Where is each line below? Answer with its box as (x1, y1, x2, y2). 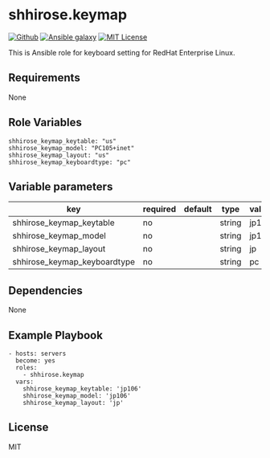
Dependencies (8, 284, 83, 297)
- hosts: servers (8, 350, 67, 358)
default (183, 203, 212, 215)
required (142, 203, 177, 215)
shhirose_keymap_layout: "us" (8, 151, 110, 159)
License (8, 420, 49, 435)
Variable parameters (8, 179, 113, 194)
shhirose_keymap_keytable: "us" (8, 137, 117, 145)
